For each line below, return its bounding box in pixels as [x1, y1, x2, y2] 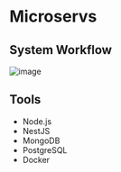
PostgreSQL [22, 144, 68, 155]
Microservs [9, 6, 98, 27]
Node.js [22, 115, 52, 127]
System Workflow [9, 42, 113, 58]
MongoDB [22, 135, 60, 146]
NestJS [22, 125, 51, 136]
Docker [22, 154, 51, 165]
